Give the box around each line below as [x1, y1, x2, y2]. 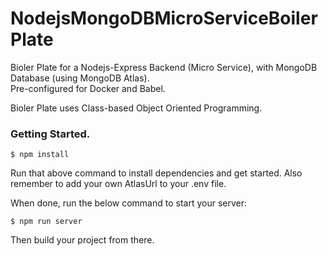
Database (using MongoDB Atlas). [10, 72, 150, 84]
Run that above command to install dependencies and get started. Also [10, 167, 303, 179]
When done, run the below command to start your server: [10, 197, 248, 209]
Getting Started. [10, 127, 91, 141]
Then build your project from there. [10, 234, 155, 246]
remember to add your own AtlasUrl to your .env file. [10, 178, 227, 190]
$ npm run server [10, 217, 83, 227]
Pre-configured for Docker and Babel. [10, 82, 166, 94]
